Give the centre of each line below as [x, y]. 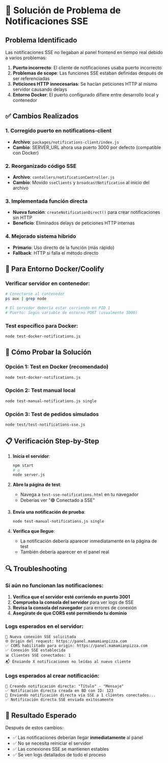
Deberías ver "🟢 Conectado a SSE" [58, 500]
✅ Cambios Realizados [42, 116]
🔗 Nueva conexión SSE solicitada [41, 637]
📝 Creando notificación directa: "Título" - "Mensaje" [65, 686]
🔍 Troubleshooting [36, 569]
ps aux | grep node [26, 299]
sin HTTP [22, 218]
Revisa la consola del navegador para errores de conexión [75, 607]
